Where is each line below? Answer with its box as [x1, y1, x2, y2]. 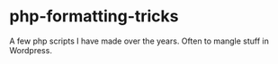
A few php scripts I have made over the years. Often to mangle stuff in [9, 36, 270, 46]
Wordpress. [9, 44, 52, 55]
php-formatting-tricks [9, 6, 179, 27]
